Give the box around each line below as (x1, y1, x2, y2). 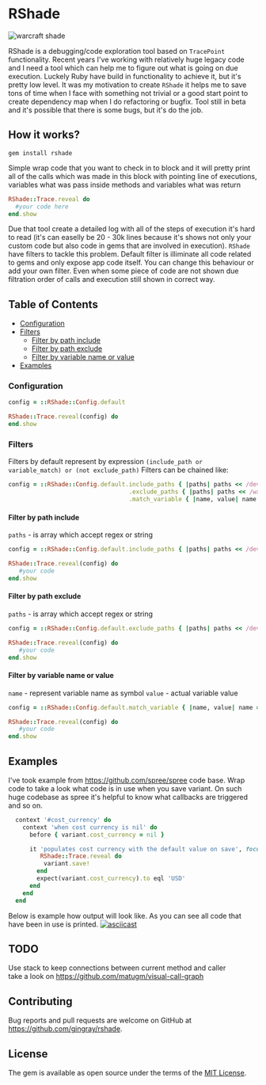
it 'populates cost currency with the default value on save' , (28, 845, 243, 853)
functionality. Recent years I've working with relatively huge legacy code (8, 55, 245, 64)
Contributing (8, 995, 73, 1008)
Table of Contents (8, 298, 99, 311)
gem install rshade (8, 149, 73, 157)
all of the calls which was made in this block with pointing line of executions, (8, 171, 257, 181)
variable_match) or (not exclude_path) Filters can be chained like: (8, 465, 229, 475)
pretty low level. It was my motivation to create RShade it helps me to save (8, 80, 247, 89)
